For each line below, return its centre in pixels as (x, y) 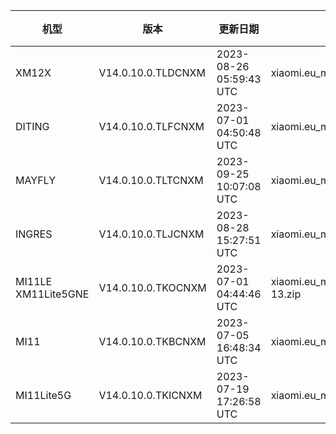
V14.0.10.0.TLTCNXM (151, 180)
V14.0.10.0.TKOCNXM (152, 287)
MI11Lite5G (43, 395)
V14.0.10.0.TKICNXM (150, 395)
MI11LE (34, 281)
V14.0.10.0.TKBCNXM (152, 341)
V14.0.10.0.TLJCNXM (151, 234)
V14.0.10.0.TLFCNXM (151, 126)
